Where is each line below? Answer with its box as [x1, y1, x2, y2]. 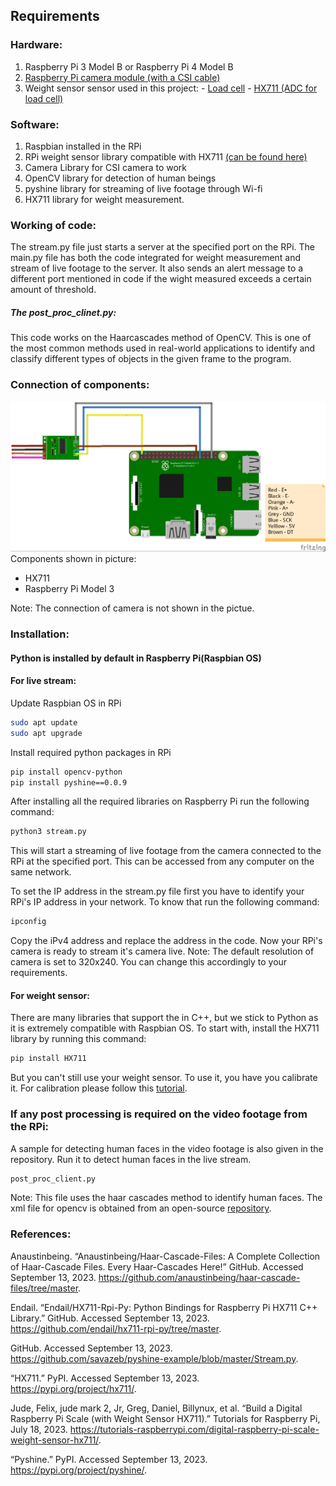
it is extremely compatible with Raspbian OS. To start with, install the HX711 [10, 1022, 320, 1034]
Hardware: [10, 38, 63, 52]
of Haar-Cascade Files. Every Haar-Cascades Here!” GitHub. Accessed [10, 1260, 304, 1273]
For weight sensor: [10, 989, 90, 1001]
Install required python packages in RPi [10, 746, 172, 758]
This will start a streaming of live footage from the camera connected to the [10, 845, 322, 857]
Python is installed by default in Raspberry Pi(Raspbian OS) [10, 652, 262, 664]
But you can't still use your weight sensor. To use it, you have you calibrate [10, 1072, 318, 1084]
